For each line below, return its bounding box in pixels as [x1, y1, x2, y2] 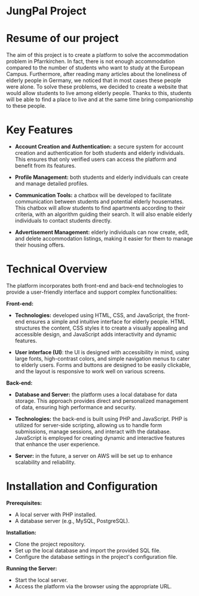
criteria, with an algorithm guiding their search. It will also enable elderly [14, 211, 192, 218]
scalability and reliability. [14, 459, 76, 466]
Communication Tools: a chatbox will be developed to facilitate [14, 191, 172, 199]
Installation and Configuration [6, 480, 158, 493]
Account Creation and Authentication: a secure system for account [14, 143, 184, 150]
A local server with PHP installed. [14, 510, 97, 518]
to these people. [6, 102, 47, 110]
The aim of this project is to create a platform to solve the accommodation [6, 51, 188, 59]
